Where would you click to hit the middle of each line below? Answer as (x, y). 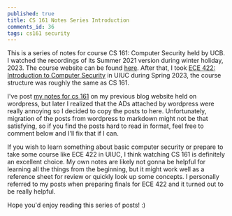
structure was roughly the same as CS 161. (68, 83)
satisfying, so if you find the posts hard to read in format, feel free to (106, 126)
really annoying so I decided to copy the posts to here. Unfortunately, (107, 111)
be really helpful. (31, 192)
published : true (31, 14)
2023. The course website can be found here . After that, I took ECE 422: (111, 68)
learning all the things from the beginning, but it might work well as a (106, 169)
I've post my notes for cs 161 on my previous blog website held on (102, 96)
